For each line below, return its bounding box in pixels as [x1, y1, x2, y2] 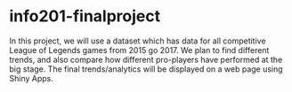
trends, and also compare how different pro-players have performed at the [9, 54, 283, 65]
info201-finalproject [9, 6, 161, 27]
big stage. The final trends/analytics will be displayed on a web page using [9, 64, 283, 74]
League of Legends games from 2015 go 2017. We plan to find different [9, 44, 270, 55]
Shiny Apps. [9, 73, 53, 83]
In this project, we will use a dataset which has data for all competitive [9, 35, 266, 46]
